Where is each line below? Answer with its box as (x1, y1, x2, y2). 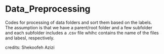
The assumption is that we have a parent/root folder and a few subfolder (5, 24, 153, 30)
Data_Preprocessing (5, 3, 90, 15)
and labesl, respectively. (5, 35, 55, 41)
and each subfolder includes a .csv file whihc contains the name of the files (5, 30, 159, 36)
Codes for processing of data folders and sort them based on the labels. (5, 19, 152, 25)
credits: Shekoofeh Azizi (5, 44, 55, 50)
